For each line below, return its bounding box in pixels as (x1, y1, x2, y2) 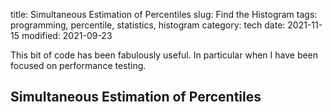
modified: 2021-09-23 (21, 30, 113, 41)
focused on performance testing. (10, 60, 147, 71)
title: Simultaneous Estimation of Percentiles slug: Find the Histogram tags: (10, 9, 318, 20)
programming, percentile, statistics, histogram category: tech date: (10, 19, 286, 31)
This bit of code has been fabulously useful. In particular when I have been (10, 49, 319, 61)
